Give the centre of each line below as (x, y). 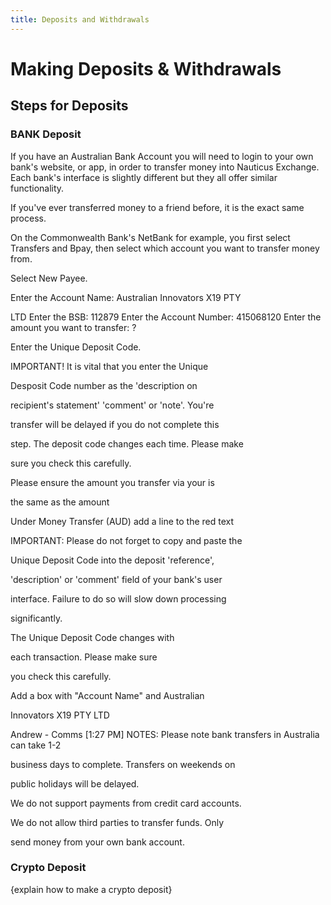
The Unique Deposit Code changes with (92, 637)
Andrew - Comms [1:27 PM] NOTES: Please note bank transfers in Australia (165, 734)
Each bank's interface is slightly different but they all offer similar (144, 177)
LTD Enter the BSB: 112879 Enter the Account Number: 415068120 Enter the (166, 317)
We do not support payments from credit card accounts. (126, 803)
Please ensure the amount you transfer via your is (112, 482)
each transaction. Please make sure (84, 657)
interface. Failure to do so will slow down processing (118, 598)
